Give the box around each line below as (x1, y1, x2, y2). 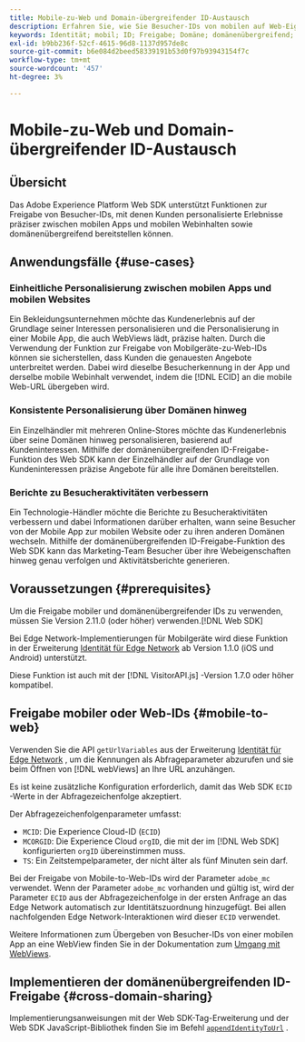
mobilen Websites (9, 293, 91, 306)
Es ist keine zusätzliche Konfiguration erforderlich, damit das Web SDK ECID (9, 781, 293, 792)
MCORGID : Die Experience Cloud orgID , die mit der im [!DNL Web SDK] (22, 836, 280, 847)
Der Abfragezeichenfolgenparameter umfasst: (9, 808, 182, 819)
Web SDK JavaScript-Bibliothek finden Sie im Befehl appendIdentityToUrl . (9, 1022, 289, 1033)
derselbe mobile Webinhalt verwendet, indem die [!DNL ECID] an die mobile (9, 372, 292, 383)
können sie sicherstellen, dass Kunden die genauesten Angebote (9, 352, 252, 364)
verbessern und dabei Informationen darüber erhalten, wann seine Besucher (9, 516, 296, 527)
